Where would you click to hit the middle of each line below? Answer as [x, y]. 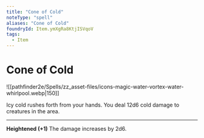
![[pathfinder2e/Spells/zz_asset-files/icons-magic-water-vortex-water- [95, 87]
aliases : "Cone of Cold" [38, 23]
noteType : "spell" [29, 18]
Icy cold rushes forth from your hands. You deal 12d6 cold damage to [93, 105]
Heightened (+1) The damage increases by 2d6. [66, 128]
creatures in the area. [33, 111]
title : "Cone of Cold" [35, 12]
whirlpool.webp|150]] [33, 93]
